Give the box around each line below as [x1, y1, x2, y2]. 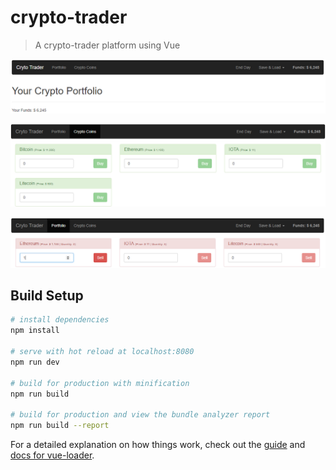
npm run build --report [10, 421, 110, 431]
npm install [10, 326, 60, 336]
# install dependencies [10, 315, 110, 325]
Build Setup [10, 287, 84, 305]
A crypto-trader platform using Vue [34, 39, 181, 51]
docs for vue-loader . [10, 449, 95, 461]
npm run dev [10, 357, 60, 367]
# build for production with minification [10, 378, 190, 388]
